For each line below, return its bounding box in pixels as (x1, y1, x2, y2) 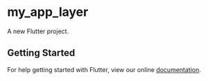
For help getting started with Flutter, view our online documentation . (7, 65, 201, 73)
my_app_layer (7, 4, 89, 20)
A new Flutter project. (7, 27, 69, 35)
